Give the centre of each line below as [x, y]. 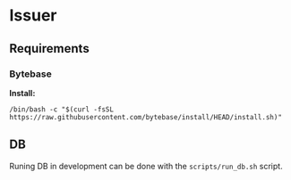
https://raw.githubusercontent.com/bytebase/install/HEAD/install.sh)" [145, 117]
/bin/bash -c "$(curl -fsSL [62, 109]
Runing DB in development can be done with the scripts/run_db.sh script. [146, 166]
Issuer [33, 16]
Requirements [49, 49]
